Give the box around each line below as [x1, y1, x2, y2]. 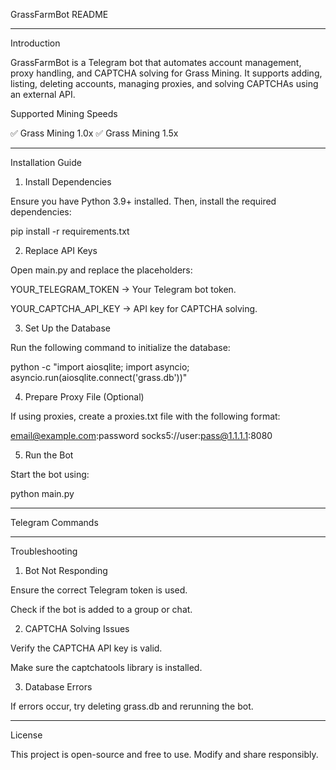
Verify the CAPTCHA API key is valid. [10, 642, 163, 654]
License [10, 729, 43, 741]
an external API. [10, 89, 76, 100]
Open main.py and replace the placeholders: [10, 264, 193, 276]
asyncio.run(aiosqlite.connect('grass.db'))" [10, 372, 188, 383]
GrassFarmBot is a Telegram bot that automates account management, [10, 57, 302, 68]
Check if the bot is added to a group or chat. [10, 604, 193, 615]
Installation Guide [10, 157, 82, 168]
